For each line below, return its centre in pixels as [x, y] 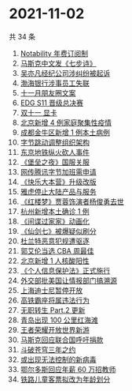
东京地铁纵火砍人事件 [55, 152]
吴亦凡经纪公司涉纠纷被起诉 [65, 73]
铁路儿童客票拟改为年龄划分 [65, 379]
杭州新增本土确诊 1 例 [55, 211]
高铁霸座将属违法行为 [55, 300]
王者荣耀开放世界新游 [55, 329]
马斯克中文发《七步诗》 [58, 63]
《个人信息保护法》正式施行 [65, 270]
